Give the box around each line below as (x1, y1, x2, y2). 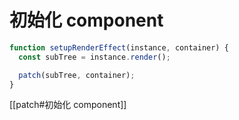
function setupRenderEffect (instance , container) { (9, 42, 229, 53)
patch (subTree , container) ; (18, 70, 136, 80)
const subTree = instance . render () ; (18, 52, 171, 62)
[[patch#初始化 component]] (9, 99, 127, 111)
